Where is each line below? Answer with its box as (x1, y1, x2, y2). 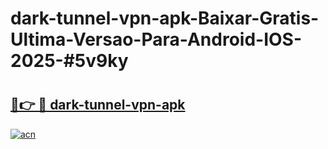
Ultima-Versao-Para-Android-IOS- (10, 28, 303, 51)
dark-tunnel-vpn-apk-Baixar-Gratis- (10, 7, 320, 30)
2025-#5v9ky (10, 50, 129, 72)
